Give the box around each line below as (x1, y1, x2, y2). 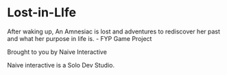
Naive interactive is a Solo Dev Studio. (7, 61, 115, 69)
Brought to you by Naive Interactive (7, 48, 108, 56)
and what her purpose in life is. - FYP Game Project (7, 34, 152, 42)
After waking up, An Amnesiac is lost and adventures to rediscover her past (7, 27, 221, 35)
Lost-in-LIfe (7, 5, 77, 20)
